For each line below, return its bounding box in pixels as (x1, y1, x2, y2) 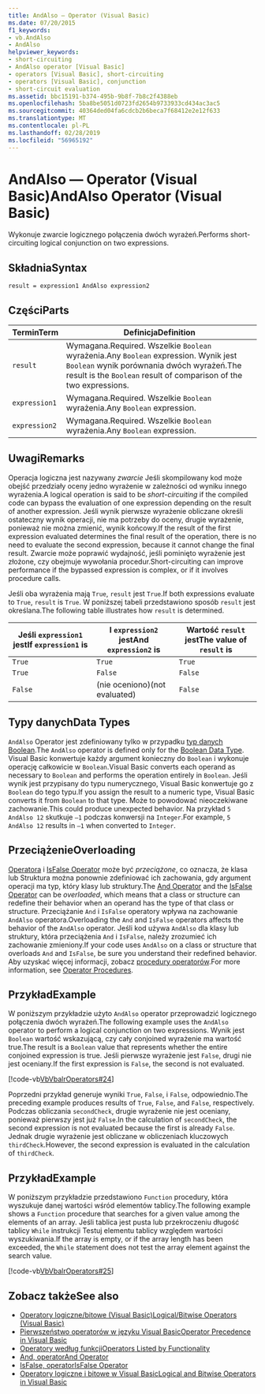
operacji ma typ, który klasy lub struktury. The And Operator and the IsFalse (8, 881, 252, 890)
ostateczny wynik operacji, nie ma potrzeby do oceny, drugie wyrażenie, (8, 515, 244, 524)
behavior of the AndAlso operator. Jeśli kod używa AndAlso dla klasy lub (8, 923, 239, 932)
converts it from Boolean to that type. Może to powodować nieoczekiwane (8, 795, 248, 805)
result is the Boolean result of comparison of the (65, 370, 243, 381)
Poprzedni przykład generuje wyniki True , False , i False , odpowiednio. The (8, 1090, 248, 1100)
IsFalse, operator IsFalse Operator (19, 1360, 129, 1370)
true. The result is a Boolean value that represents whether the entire (8, 1043, 228, 1052)
